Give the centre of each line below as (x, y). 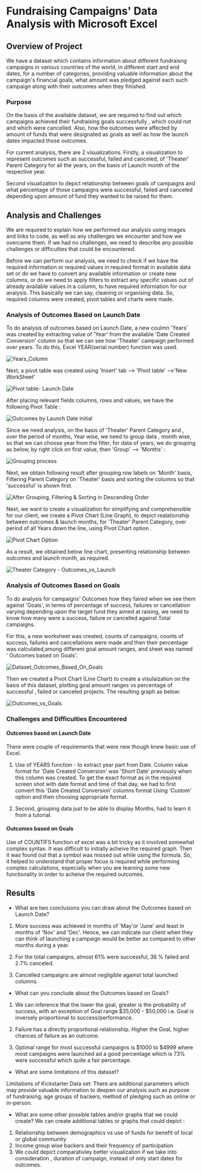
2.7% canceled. (34, 963)
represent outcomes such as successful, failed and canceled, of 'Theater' (98, 159)
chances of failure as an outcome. (57, 1035)
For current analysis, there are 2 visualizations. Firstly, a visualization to (95, 153)
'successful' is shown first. (39, 486)
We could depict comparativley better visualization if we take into (96, 1152)
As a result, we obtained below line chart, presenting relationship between (98, 552)
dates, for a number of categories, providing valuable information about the (99, 73)
